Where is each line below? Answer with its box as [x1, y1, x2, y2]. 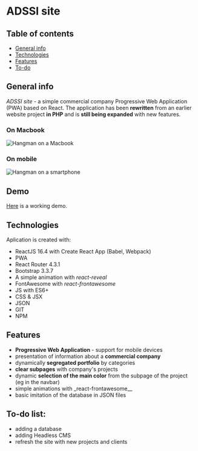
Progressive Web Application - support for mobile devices [15, 346, 163, 353]
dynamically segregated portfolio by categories [15, 359, 135, 366]
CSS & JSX [15, 293, 43, 300]
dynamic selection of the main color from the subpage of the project [15, 372, 188, 379]
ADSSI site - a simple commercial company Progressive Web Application [6, 97, 188, 105]
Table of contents [6, 29, 74, 39]
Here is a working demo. [6, 202, 68, 210]
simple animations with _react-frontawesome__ [15, 385, 133, 392]
